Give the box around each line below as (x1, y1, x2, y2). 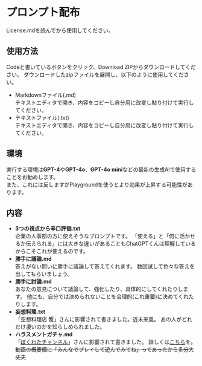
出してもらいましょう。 (14, 270, 73, 278)
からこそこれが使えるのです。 (14, 247, 89, 255)
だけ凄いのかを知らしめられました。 (14, 323, 106, 330)
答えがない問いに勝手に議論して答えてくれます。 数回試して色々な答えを (14, 263, 195, 270)
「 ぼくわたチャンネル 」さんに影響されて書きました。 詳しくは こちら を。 (14, 338, 196, 345)
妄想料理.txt (14, 308, 46, 315)
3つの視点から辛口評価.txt (14, 225, 81, 232)
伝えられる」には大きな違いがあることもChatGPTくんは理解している (25, 240, 196, 247)
